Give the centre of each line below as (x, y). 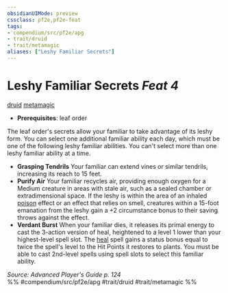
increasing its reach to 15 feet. (60, 174)
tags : (15, 26)
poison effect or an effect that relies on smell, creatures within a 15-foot (118, 202)
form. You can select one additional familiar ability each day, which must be (114, 139)
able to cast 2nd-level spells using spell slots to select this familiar (110, 254)
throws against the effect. (53, 218)
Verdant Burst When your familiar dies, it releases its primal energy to (115, 224)
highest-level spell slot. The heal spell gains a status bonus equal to (112, 239)
